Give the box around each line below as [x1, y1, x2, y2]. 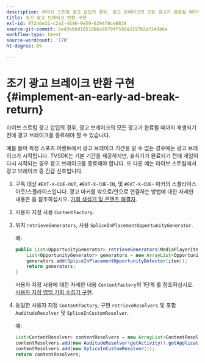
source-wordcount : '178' [6, 37, 70, 43]
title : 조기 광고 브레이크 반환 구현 [6, 15, 87, 21]
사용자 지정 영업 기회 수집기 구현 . [15, 289, 93, 296]
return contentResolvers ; [15, 351, 81, 358]
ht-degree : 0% [6, 43, 43, 49]
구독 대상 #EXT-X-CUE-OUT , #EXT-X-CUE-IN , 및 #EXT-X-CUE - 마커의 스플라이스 [15, 180, 197, 187]
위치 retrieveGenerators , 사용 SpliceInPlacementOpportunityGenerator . [15, 221, 193, 229]
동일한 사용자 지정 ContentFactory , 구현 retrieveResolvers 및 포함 [15, 301, 176, 309]
